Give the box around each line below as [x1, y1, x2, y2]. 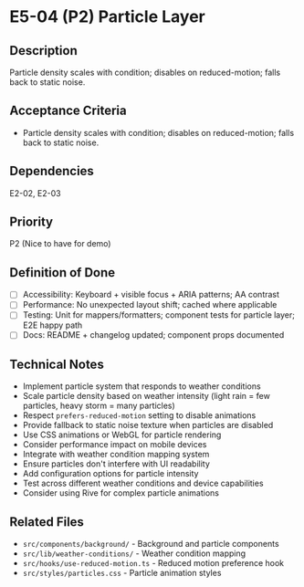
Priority [9, 215, 53, 230]
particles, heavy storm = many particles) [22, 400, 175, 412]
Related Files [9, 514, 85, 529]
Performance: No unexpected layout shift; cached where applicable [22, 299, 278, 310]
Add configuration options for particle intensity [22, 468, 199, 479]
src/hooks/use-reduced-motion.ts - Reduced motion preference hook [22, 558, 285, 569]
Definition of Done [9, 265, 116, 280]
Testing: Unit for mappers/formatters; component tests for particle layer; [22, 309, 295, 320]
